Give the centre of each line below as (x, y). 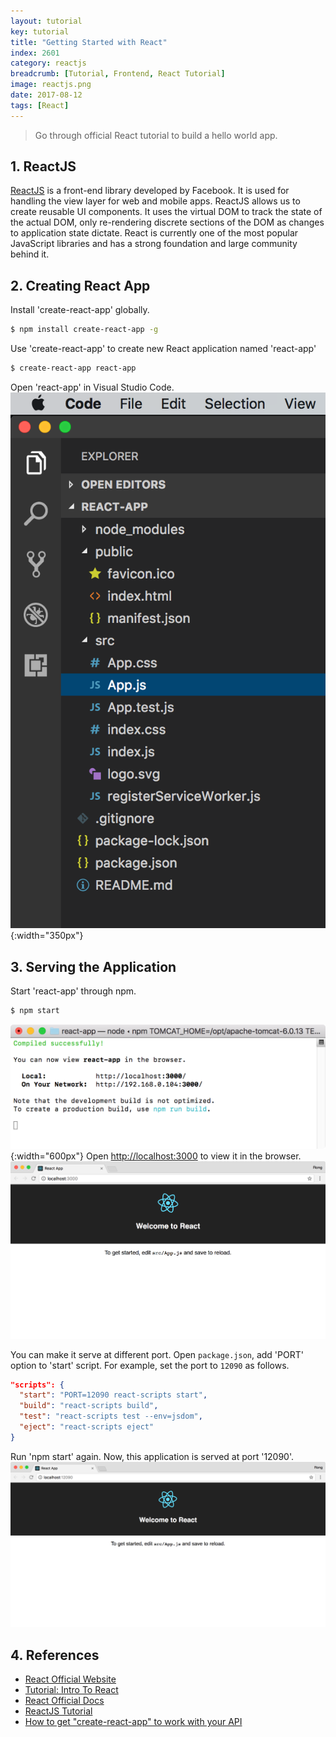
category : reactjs (48, 63)
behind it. (30, 254)
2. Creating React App (80, 285)
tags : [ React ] (40, 105)
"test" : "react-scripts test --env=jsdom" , (111, 1416)
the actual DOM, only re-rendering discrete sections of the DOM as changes (167, 222)
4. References (55, 1655)
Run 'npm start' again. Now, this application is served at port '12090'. (152, 1456)
